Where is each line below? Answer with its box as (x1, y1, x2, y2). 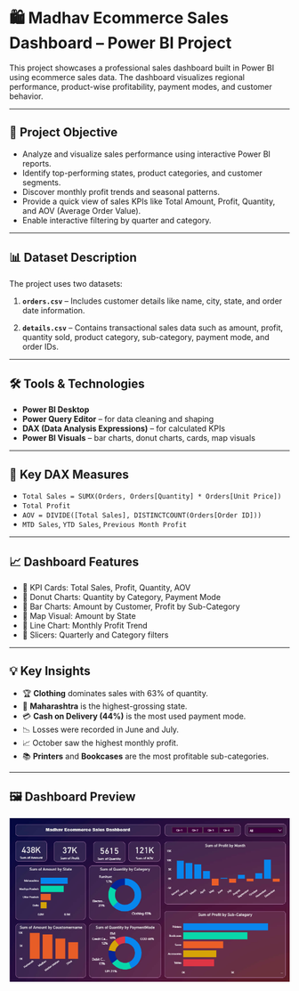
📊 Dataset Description (9, 250, 138, 265)
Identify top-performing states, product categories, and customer (21, 167, 263, 178)
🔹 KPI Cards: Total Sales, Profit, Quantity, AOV (21, 582, 191, 593)
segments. (21, 176, 61, 188)
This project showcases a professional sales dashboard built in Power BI (9, 62, 274, 73)
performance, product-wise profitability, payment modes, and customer (9, 81, 273, 92)
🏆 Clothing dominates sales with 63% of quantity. (21, 687, 209, 698)
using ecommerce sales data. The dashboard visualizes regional (9, 71, 245, 82)
